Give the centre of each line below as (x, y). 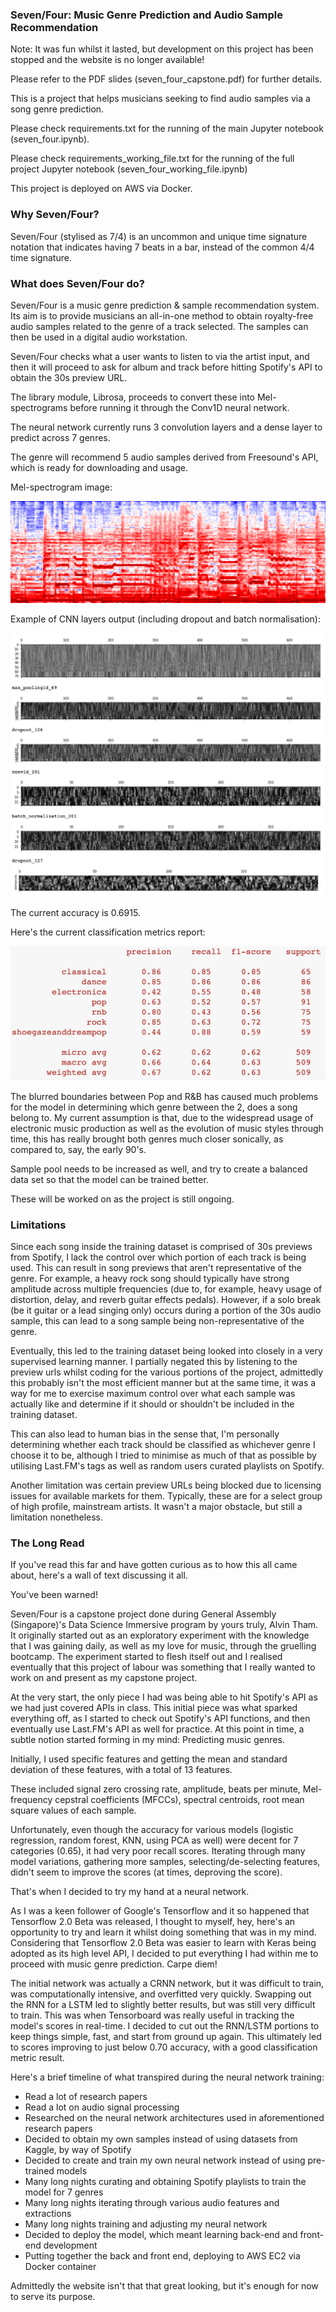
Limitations (38, 1225)
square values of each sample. (73, 1810)
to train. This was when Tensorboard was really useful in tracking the (152, 2015)
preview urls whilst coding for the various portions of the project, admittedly (167, 1372)
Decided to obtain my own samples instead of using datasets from (161, 2139)
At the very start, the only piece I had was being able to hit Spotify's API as (164, 1697)
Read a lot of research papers (86, 2097)
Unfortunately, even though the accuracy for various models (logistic (152, 1830)
